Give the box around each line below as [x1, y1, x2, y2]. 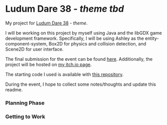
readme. [5, 86, 23, 92]
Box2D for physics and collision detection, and [48, 40, 147, 46]
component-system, [5, 40, 48, 46]
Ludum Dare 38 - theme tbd [5, 3, 124, 15]
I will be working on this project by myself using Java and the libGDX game [5, 30, 162, 36]
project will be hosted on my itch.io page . [5, 61, 92, 67]
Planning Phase [5, 99, 45, 106]
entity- [145, 35, 159, 41]
